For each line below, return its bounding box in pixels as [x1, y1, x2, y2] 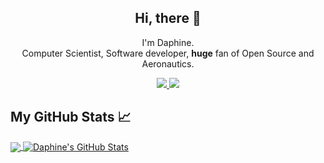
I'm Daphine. [141, 36, 195, 48]
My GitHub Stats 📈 [10, 109, 132, 126]
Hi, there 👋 [134, 10, 202, 27]
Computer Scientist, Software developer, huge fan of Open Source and [21, 47, 315, 59]
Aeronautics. [141, 57, 195, 70]
